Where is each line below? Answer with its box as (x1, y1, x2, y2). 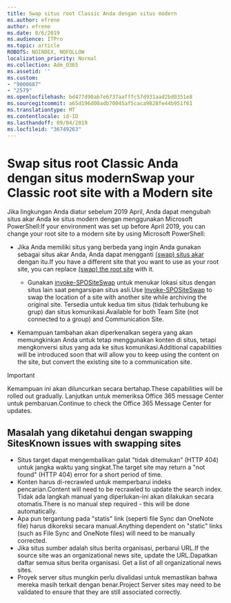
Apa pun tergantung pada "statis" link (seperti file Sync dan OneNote (17, 515, 214, 523)
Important (7, 371, 35, 380)
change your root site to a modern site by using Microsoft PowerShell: (7, 229, 205, 238)
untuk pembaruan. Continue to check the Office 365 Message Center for (7, 399, 212, 408)
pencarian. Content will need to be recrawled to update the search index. (17, 485, 223, 494)
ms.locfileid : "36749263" (7, 126, 81, 133)
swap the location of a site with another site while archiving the (27, 293, 207, 301)
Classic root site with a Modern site (7, 184, 213, 200)
